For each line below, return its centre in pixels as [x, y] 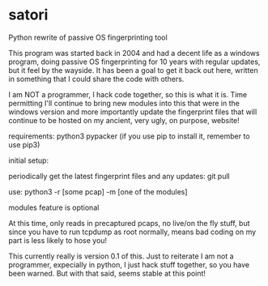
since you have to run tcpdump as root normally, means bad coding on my [132, 232]
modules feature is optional [54, 207]
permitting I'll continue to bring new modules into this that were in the [124, 103]
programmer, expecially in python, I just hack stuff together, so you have [129, 264]
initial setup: [29, 160]
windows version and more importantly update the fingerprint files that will [133, 112]
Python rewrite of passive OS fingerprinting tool [88, 37]
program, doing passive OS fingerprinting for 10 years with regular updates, [134, 62]
